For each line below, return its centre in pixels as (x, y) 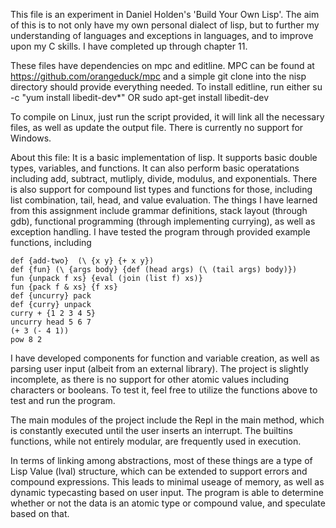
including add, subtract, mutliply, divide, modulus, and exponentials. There (164, 178)
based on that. (40, 513)
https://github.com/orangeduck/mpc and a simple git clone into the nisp (158, 76)
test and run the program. (63, 400)
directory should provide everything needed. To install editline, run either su (166, 87)
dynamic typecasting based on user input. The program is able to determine (167, 492)
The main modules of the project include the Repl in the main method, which (167, 420)
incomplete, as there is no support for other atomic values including (150, 379)
